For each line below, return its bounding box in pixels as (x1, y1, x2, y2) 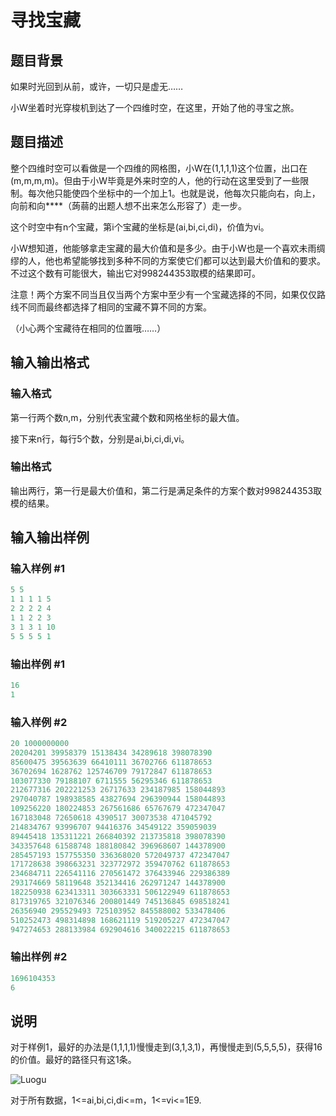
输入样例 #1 (10, 562, 65, 576)
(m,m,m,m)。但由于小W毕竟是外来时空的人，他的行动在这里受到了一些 (10, 174, 301, 186)
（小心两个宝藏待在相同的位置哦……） (10, 322, 167, 334)
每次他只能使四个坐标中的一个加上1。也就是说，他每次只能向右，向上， (27, 187, 321, 199)
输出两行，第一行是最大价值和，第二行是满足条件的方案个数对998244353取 (10, 484, 323, 496)
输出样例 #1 (10, 657, 65, 671)
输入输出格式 (10, 354, 90, 371)
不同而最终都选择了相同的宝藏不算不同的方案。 (18, 301, 212, 313)
